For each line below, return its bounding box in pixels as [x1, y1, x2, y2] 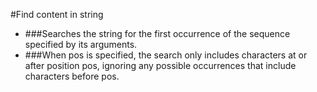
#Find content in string [10, 9, 104, 20]
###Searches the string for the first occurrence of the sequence [24, 28, 291, 39]
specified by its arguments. [24, 39, 138, 50]
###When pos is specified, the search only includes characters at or [24, 49, 308, 61]
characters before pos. [24, 70, 120, 82]
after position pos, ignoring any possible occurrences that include [24, 60, 297, 71]
